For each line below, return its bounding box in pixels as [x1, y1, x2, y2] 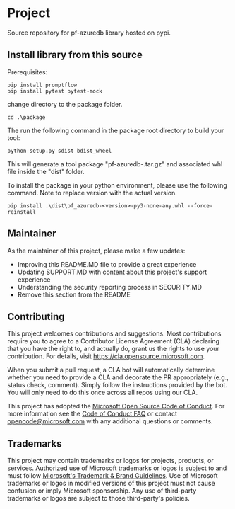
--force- [187, 202, 213, 210]
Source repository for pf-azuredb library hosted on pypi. [7, 28, 171, 37]
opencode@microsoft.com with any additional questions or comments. [7, 417, 213, 425]
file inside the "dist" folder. [7, 167, 85, 176]
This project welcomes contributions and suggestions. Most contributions [7, 329, 222, 338]
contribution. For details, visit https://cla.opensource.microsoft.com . [7, 352, 205, 360]
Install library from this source [7, 49, 143, 61]
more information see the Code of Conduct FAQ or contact [7, 409, 178, 418]
